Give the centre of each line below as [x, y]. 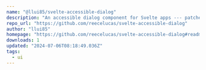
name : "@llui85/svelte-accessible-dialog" [61, 12]
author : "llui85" [29, 29]
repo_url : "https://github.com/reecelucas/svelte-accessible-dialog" [97, 23]
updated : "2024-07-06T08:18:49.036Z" [55, 46]
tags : [13, 52]
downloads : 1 [23, 40]
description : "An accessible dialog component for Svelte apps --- [94, 18]
